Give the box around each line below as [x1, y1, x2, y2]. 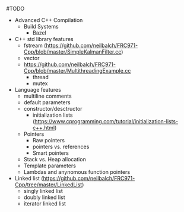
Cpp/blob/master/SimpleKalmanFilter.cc [23, 48, 122, 55]
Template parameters [23, 162, 76, 169]
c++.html [32, 124, 55, 131]
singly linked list [23, 188, 64, 194]
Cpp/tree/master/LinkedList [14, 181, 83, 188]
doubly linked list [23, 194, 65, 201]
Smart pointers [32, 149, 69, 157]
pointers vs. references [32, 143, 90, 150]
